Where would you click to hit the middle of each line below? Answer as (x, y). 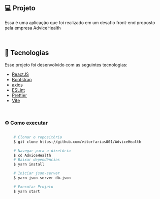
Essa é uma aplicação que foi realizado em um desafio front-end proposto (80, 22)
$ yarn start (27, 191)
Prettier (19, 95)
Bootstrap (22, 79)
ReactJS (20, 74)
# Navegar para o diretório (42, 151)
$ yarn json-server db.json (42, 178)
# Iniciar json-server (37, 173)
